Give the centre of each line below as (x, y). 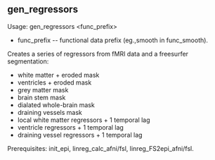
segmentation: (28, 61)
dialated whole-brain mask (56, 105)
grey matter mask (43, 90)
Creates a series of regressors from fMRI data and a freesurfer (98, 54)
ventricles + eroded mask (54, 82)
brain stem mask (41, 97)
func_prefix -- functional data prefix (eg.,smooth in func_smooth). (113, 40)
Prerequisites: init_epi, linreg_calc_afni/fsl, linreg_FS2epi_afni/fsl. (101, 148)
